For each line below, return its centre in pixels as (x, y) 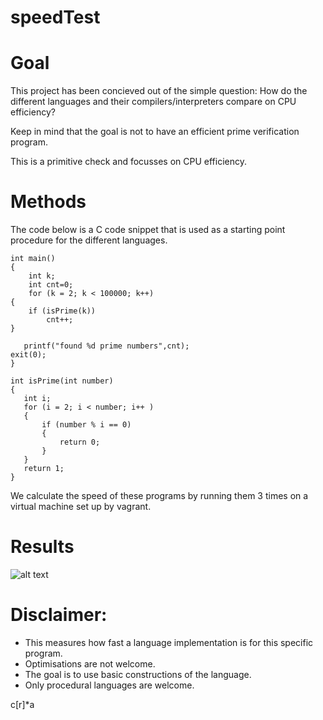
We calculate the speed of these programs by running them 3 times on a (159, 496)
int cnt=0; (51, 285)
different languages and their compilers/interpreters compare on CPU (153, 102)
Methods (48, 202)
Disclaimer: (59, 615)
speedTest (55, 17)
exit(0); (28, 355)
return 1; (44, 469)
